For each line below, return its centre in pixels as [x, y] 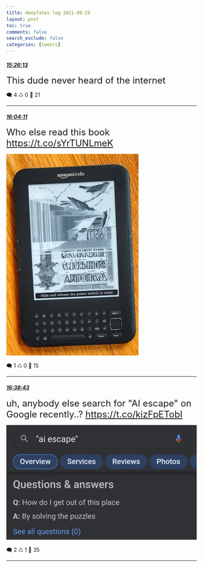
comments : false [27, 32]
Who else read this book [58, 133]
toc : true [19, 25]
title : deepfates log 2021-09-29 [48, 13]
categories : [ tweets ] [34, 45]
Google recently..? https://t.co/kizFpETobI [95, 414]
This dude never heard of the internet [86, 80]
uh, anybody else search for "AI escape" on [99, 403]
